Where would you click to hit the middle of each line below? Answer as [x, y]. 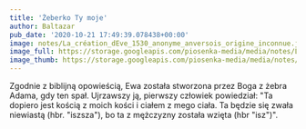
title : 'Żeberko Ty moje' [58, 18]
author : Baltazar [42, 26]
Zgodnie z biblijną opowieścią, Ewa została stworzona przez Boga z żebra [148, 86]
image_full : [32, 52]
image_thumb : [34, 60]
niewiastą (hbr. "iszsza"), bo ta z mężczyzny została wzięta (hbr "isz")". [144, 115]
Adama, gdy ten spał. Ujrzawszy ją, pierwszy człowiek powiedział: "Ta [141, 95]
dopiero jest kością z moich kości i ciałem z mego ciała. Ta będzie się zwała [152, 105]
